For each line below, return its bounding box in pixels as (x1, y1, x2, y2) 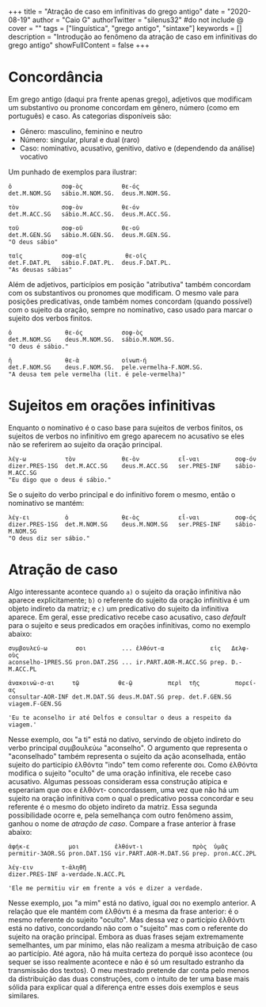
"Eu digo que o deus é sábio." (8, 476, 112, 484)
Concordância (8, 68, 104, 86)
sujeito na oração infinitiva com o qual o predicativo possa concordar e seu (8, 793, 253, 803)
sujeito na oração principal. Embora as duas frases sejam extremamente (8, 932, 244, 941)
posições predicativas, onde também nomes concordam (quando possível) (8, 297, 253, 306)
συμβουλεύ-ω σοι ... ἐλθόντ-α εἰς (8, 644, 222, 653)
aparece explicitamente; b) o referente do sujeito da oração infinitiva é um (8, 595, 250, 605)
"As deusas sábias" (8, 266, 73, 274)
